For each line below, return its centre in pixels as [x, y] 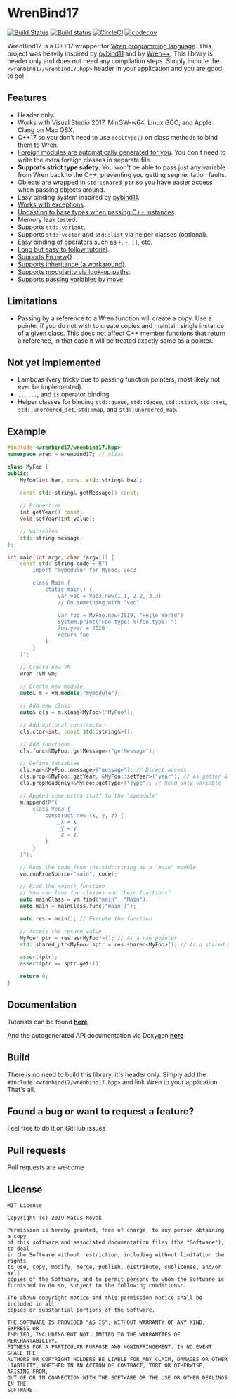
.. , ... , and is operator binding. [64, 394]
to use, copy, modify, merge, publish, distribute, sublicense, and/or [114, 1267]
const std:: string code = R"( [64, 564]
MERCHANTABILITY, [33, 1341]
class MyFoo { [28, 467]
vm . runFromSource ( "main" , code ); [69, 874]
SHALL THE [22, 1353]
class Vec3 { [52, 809]
